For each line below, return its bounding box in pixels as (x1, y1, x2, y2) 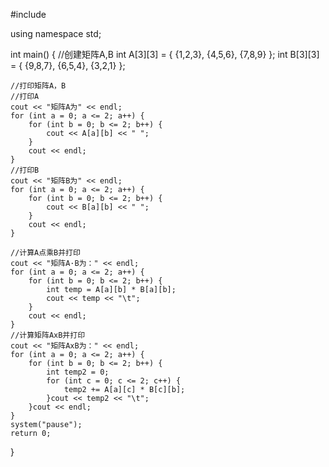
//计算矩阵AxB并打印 (10, 330, 86, 340)
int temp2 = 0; (46, 367, 110, 377)
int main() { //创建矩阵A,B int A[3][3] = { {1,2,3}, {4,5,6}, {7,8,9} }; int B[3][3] (10, 49, 320, 60)
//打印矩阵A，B (10, 81, 67, 91)
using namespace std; (10, 28, 102, 39)
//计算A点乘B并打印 (10, 248, 81, 258)
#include (10, 9, 47, 20)
